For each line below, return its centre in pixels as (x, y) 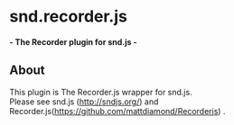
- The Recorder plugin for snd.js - (73, 41)
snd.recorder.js (69, 17)
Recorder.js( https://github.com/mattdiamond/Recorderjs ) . (117, 111)
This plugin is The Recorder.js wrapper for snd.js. (101, 92)
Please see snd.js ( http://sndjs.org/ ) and (84, 102)
